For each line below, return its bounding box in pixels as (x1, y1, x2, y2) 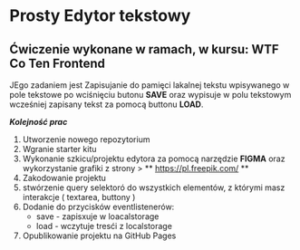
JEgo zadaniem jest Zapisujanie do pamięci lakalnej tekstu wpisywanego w (9, 80, 290, 91)
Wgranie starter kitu (22, 144, 97, 154)
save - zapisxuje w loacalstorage (35, 211, 160, 222)
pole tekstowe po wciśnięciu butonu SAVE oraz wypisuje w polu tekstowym (9, 90, 292, 100)
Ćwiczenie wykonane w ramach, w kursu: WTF (9, 42, 279, 57)
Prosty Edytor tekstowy (9, 5, 191, 26)
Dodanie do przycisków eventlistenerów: (22, 201, 175, 212)
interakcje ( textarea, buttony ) (22, 192, 136, 202)
